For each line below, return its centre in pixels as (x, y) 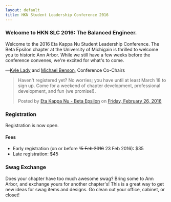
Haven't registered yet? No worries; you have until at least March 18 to (92, 80)
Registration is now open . (32, 126)
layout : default (23, 10)
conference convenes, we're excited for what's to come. (65, 60)
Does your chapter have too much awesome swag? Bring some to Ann (80, 178)
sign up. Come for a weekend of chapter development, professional (89, 86)
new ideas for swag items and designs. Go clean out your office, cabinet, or (85, 189)
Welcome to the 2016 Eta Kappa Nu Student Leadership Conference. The (82, 44)
